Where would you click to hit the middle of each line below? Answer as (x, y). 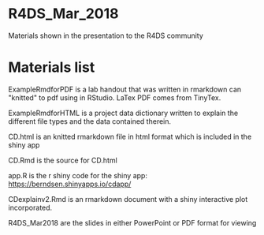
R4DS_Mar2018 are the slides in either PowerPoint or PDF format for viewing (132, 222)
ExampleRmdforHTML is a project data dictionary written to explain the (123, 113)
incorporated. (30, 207)
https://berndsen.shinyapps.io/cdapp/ (70, 184)
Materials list (52, 67)
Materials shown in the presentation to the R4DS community (106, 35)
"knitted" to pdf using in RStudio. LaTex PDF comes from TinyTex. (115, 97)
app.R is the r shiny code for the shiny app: (78, 175)
